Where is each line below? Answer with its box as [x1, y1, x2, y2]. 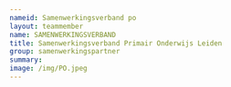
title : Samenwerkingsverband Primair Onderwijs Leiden [9, 38, 223, 48]
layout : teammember [9, 22, 84, 31]
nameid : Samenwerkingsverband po [9, 13, 137, 23]
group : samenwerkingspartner [9, 47, 121, 56]
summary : [9, 55, 43, 64]
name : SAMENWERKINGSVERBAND [9, 30, 117, 39]
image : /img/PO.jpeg [9, 64, 89, 73]
